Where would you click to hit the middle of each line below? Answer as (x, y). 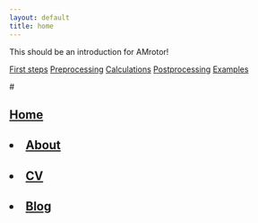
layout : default (39, 18)
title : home (31, 26)
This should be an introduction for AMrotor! (89, 51)
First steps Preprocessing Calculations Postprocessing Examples (129, 69)
